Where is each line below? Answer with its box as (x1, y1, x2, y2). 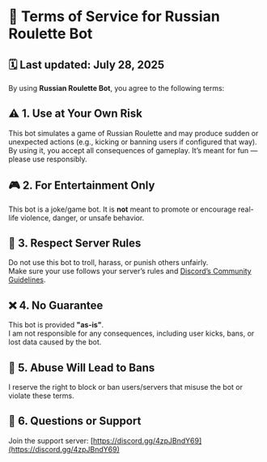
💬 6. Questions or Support (8, 414, 142, 428)
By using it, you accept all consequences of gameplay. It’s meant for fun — (8, 145, 258, 155)
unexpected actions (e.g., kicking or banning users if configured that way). (8, 137, 257, 147)
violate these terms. (8, 391, 74, 400)
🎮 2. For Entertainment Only (8, 178, 155, 193)
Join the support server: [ (8, 435, 94, 445)
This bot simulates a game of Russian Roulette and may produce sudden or (8, 128, 259, 138)
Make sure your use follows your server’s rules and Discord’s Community (8, 267, 252, 276)
